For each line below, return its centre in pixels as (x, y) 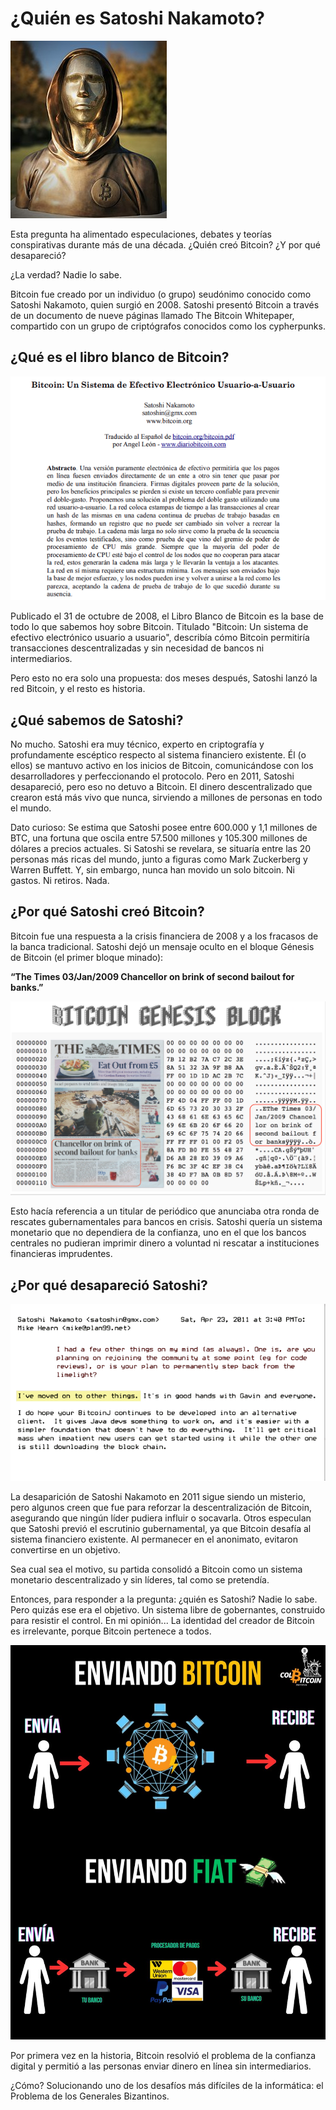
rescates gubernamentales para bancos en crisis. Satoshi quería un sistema (166, 1222)
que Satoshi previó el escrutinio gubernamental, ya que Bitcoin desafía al (161, 1529)
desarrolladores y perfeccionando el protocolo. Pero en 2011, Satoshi (152, 776)
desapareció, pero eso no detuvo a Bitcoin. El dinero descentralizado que (161, 787)
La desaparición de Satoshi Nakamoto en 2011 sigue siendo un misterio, (158, 1497)
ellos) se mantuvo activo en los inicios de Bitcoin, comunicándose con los (162, 766)
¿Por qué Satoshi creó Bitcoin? (107, 912)
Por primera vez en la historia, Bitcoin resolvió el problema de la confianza (163, 2055)
